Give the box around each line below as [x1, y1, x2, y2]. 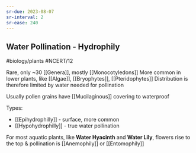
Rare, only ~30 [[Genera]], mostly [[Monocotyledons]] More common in [6, 69, 181, 76]
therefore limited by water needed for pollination [6, 81, 124, 89]
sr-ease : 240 [6, 20, 38, 26]
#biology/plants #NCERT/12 [6, 58, 73, 65]
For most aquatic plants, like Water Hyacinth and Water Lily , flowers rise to [6, 134, 191, 141]
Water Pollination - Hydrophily [6, 42, 120, 52]
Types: [6, 104, 23, 111]
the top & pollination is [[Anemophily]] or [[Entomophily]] [6, 140, 144, 147]
